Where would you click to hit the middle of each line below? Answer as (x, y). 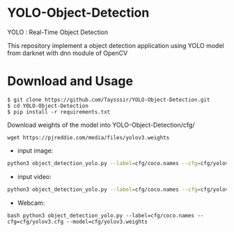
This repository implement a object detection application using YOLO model (116, 45)
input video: (34, 176)
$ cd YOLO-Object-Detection (48, 106)
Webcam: (31, 203)
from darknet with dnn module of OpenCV (68, 53)
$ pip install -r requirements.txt (59, 112)
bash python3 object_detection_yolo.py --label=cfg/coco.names (101, 215)
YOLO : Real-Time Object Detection (58, 32)
